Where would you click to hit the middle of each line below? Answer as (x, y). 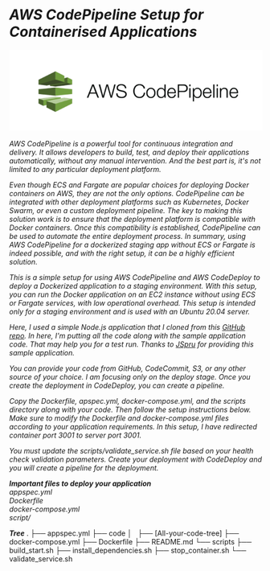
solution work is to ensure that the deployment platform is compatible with (132, 220)
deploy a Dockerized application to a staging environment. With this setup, (133, 286)
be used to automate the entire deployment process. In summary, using (127, 236)
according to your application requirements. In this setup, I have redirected (133, 427)
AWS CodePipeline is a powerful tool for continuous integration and (121, 144)
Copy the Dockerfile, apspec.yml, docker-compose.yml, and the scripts (127, 401)
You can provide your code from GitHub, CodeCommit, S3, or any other (127, 368)
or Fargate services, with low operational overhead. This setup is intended (133, 303)
